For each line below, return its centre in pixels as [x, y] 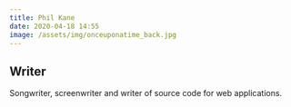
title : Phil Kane [42, 18]
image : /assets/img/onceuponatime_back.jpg [93, 34]
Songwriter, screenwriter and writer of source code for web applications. [146, 93]
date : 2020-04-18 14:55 [55, 26]
